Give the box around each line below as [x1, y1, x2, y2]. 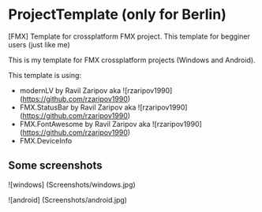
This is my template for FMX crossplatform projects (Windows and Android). [8, 55, 256, 65]
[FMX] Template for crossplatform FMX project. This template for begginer [8, 32, 250, 41]
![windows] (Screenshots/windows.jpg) [8, 180, 136, 189]
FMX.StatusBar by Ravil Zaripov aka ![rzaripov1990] [19, 102, 188, 112]
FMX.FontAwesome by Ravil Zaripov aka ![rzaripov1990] [19, 119, 203, 128]
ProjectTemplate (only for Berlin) [8, 6, 226, 24]
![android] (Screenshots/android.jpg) [8, 195, 128, 204]
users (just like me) [8, 39, 71, 49]
